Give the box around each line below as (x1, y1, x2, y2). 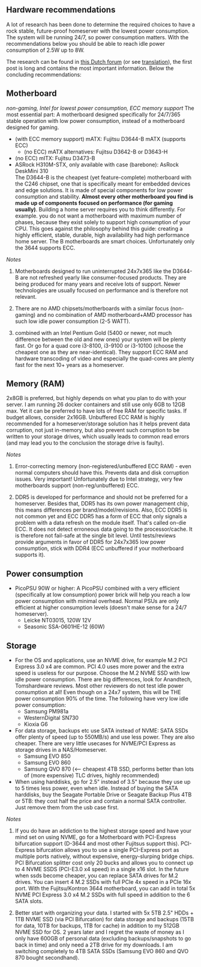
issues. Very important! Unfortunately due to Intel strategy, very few (14, 475, 183, 483)
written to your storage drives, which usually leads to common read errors (6, 433, 190, 440)
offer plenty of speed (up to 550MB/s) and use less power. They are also (14, 733, 195, 740)
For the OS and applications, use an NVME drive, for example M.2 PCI (14, 657, 188, 664)
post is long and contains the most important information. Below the (6, 64, 174, 72)
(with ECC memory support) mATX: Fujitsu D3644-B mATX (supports (14, 135, 186, 142)
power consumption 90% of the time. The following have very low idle (14, 695, 189, 703)
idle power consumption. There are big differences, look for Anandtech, (14, 676, 192, 683)
